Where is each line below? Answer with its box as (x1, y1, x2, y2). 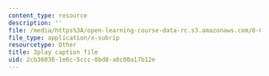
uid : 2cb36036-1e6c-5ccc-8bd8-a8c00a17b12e (8, 56, 156, 64)
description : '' (8, 19, 62, 27)
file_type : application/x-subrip (8, 33, 120, 42)
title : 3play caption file (8, 48, 98, 56)
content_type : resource (8, 11, 88, 20)
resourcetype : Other (8, 41, 78, 49)
